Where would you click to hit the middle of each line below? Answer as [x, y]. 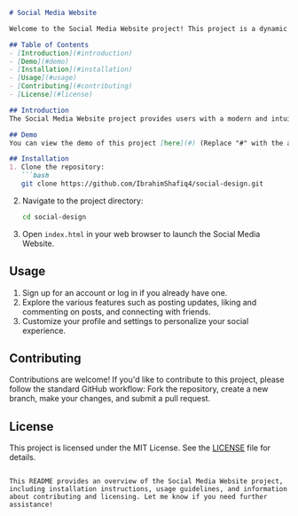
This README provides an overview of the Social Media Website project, [146, 481]
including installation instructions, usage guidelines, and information [149, 489]
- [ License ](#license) [51, 94]
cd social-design [54, 217]
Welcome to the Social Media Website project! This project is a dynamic [149, 28]
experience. [44, 330]
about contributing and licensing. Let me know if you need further [138, 497]
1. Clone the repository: [57, 167]
